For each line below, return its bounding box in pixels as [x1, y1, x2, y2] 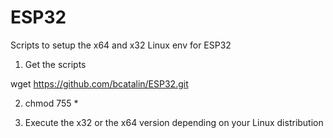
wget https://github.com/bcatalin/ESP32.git [10, 77, 189, 90]
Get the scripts [24, 58, 87, 70]
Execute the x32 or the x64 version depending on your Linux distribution [24, 116, 324, 128]
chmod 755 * [24, 97, 79, 109]
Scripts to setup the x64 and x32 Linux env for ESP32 [10, 39, 232, 51]
